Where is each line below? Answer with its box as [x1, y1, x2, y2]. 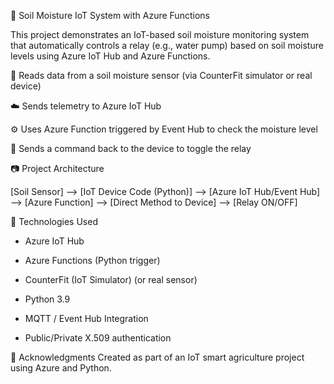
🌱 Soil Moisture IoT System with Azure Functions [10, 10, 210, 21]
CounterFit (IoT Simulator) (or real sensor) [24, 274, 198, 285]
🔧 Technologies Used [10, 216, 98, 227]
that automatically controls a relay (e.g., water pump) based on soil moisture [10, 40, 324, 51]
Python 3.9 [24, 293, 71, 305]
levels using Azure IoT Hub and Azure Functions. [10, 50, 211, 62]
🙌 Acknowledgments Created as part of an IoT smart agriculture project [10, 351, 305, 363]
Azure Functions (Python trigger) [24, 255, 161, 266]
